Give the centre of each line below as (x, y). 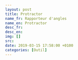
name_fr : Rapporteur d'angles (36, 18)
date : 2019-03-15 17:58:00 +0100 (39, 45)
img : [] (13, 37)
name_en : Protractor (26, 23)
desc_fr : (14, 28)
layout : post (18, 9)
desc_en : (14, 32)
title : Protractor (24, 14)
